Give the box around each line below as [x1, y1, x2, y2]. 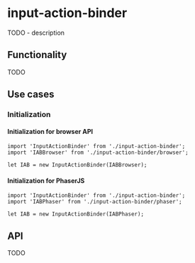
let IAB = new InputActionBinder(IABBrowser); [7, 162, 147, 169]
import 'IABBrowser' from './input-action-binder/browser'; [7, 149, 189, 157]
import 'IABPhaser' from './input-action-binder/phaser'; [7, 198, 182, 206]
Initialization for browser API [7, 127, 94, 135]
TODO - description [7, 28, 65, 37]
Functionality [7, 49, 67, 61]
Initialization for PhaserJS [7, 176, 85, 185]
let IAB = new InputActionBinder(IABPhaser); [7, 211, 144, 218]
